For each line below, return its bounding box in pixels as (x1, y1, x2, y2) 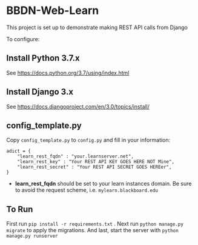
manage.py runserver (6, 233, 59, 240)
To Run (6, 204, 33, 214)
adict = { (6, 148, 31, 155)
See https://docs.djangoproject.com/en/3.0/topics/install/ (6, 102, 150, 110)
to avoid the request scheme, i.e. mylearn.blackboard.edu (15, 186, 159, 194)
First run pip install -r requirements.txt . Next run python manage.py (6, 220, 183, 227)
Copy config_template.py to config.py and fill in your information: (6, 136, 171, 144)
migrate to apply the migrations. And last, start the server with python (6, 227, 179, 234)
